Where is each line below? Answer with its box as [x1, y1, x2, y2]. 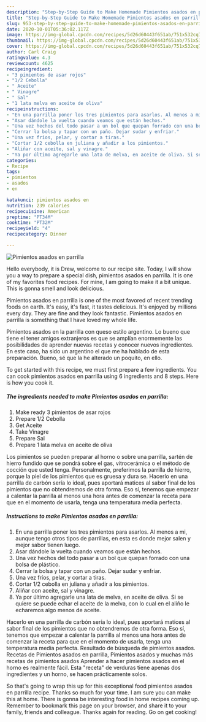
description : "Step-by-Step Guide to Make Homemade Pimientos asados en [6, 9, 196, 15]
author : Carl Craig [6, 49, 56, 55]
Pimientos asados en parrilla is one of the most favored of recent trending [6, 296, 193, 304]
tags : [6, 169, 20, 175]
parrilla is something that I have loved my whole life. [6, 316, 137, 323]
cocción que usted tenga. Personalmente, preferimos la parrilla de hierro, [6, 466, 191, 473]
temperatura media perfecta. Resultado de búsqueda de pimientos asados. [6, 644, 196, 651]
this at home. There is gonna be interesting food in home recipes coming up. [6, 695, 200, 702]
